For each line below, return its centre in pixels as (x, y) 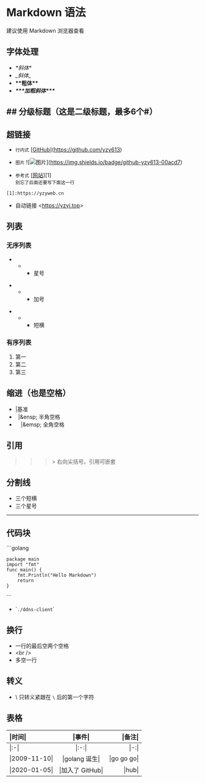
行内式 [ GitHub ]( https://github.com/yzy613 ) (68, 149)
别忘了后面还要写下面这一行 (45, 182)
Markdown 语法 (46, 13)
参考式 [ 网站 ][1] (33, 175)
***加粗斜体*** (35, 91)
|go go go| (124, 758)
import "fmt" (23, 565)
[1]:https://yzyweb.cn (35, 193)
